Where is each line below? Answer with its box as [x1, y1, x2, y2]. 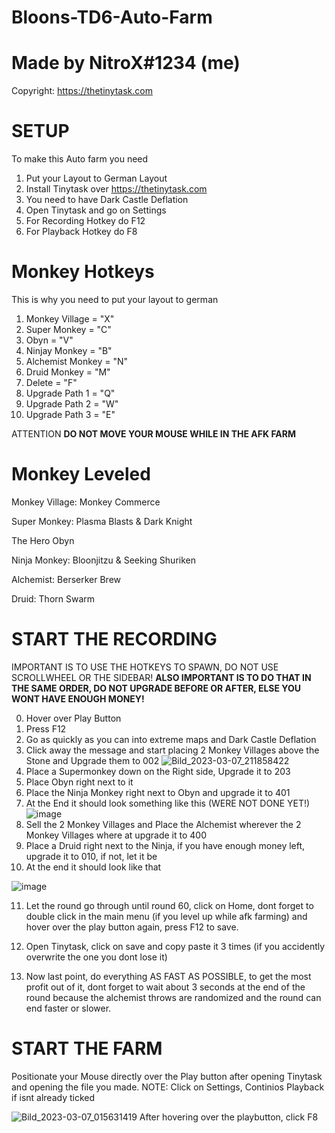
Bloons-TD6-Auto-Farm [11, 6, 213, 29]
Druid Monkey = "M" [25, 366, 111, 378]
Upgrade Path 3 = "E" [25, 409, 116, 420]
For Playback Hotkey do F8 [25, 226, 138, 238]
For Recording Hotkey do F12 [25, 215, 146, 227]
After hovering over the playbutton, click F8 [139, 1111, 319, 1123]
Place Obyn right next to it [25, 776, 134, 788]
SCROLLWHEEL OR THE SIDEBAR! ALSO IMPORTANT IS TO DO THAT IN [11, 671, 312, 683]
